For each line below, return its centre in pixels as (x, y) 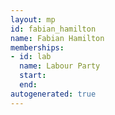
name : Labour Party (60, 66)
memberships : (37, 47)
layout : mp (33, 19)
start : (33, 76)
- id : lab (31, 57)
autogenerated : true (53, 94)
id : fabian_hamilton (53, 29)
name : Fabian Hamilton (57, 38)
